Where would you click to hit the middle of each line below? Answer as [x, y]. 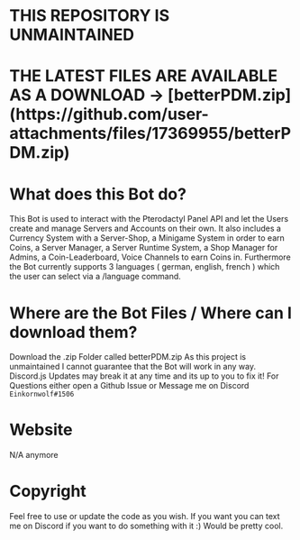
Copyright [48, 491]
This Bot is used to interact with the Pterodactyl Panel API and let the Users [149, 219]
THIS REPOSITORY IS [89, 16]
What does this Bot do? [98, 194]
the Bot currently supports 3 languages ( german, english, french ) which [145, 267]
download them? [73, 332]
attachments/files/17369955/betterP [150, 134]
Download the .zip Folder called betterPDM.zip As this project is [127, 357]
